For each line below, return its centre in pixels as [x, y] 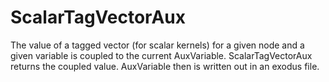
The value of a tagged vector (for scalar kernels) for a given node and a [157, 45]
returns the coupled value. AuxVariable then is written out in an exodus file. [165, 66]
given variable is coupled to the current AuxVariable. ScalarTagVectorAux [161, 55]
